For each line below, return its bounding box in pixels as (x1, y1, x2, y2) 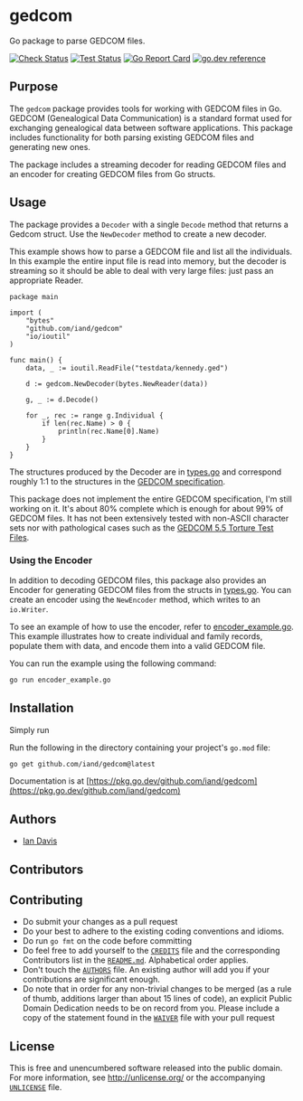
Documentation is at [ (9, 776, 90, 786)
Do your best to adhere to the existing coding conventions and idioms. (22, 926, 285, 936)
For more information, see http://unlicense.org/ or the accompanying (9, 1072, 266, 1083)
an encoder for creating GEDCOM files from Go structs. (9, 168, 216, 179)
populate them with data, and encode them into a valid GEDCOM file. (9, 640, 266, 651)
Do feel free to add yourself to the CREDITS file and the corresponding (22, 946, 280, 956)
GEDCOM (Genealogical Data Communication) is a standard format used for (9, 112, 292, 123)
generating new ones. (9, 141, 90, 152)
